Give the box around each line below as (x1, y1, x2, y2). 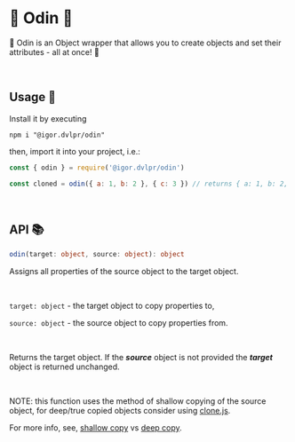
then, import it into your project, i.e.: (9, 146, 140, 156)
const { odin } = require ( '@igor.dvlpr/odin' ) (9, 163, 185, 172)
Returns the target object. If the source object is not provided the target (9, 352, 274, 363)
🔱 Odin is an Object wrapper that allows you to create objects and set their (9, 37, 282, 48)
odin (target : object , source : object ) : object (9, 250, 185, 259)
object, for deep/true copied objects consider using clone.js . (9, 406, 231, 416)
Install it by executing (9, 113, 87, 123)
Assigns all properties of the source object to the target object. (9, 266, 239, 277)
